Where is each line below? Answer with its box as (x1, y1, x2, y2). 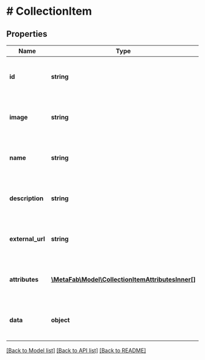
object (51, 316, 70, 324)
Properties (6, 29, 48, 39)
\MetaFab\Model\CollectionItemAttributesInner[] (51, 276, 196, 283)
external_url (9, 234, 46, 243)
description (9, 194, 44, 203)
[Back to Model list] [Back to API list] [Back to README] (6, 347, 146, 354)
